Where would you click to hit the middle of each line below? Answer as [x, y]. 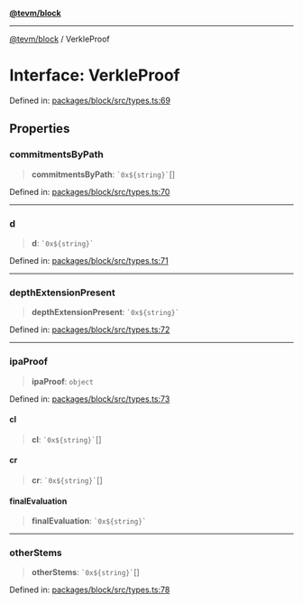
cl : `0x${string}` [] [66, 439]
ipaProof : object [62, 381]
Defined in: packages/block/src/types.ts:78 [90, 590]
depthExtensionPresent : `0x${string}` [106, 312]
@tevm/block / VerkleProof [60, 39]
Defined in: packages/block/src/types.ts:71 [89, 260]
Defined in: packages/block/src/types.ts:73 [90, 399]
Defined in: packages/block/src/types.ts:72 [90, 330]
